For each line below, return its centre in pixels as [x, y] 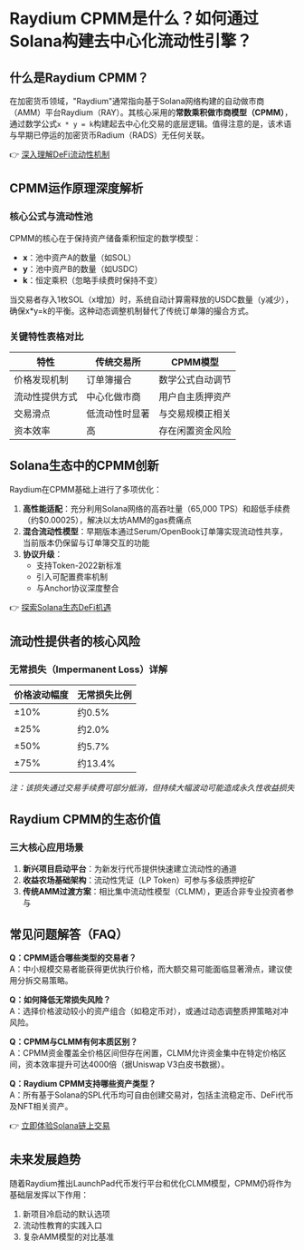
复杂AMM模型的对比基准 [68, 1236]
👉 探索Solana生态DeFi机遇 [60, 607]
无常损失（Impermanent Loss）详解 [89, 669]
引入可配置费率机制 [72, 576]
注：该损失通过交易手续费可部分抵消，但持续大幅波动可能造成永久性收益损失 [152, 788]
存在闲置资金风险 [195, 430]
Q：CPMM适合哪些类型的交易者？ [73, 957]
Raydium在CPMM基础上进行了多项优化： [86, 489]
